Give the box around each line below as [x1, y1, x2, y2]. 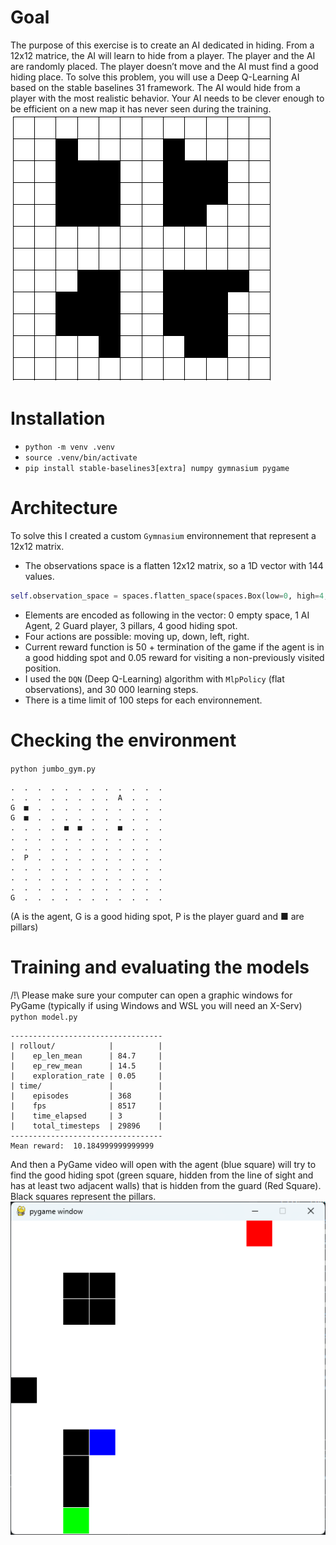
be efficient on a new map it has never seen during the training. [10, 102, 272, 115]
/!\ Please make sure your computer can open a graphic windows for [10, 989, 293, 1001]
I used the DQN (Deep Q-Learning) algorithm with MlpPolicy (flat [24, 672, 285, 685]
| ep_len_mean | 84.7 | [10, 1051, 163, 1061]
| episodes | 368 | [10, 1091, 163, 1101]
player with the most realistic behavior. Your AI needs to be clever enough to [10, 92, 325, 104]
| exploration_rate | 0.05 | [10, 1071, 163, 1081]
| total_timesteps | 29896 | [10, 1121, 163, 1131]
